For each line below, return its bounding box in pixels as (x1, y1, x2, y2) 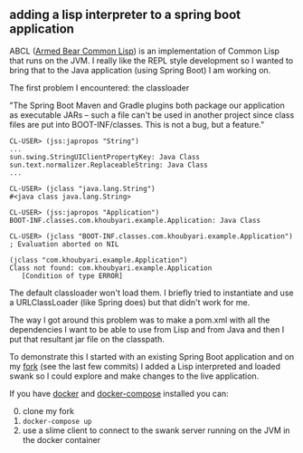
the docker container (22, 434, 101, 445)
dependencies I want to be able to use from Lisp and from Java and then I (9, 323, 285, 334)
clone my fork (22, 405, 75, 416)
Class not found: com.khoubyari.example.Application (9, 263, 213, 273)
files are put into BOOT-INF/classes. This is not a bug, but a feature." (9, 119, 265, 130)
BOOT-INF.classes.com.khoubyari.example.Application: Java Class (9, 216, 260, 225)
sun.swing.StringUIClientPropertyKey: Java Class (9, 152, 201, 161)
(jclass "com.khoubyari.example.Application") (9, 255, 188, 265)
